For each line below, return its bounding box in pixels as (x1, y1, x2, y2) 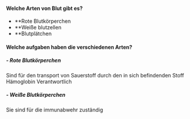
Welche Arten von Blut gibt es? (6, 5, 83, 12)
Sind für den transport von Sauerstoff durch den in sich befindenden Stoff (6, 72, 184, 79)
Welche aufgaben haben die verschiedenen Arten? (6, 43, 133, 50)
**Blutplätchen (14, 30, 52, 38)
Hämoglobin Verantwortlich (6, 78, 72, 85)
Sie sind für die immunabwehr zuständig (6, 106, 103, 113)
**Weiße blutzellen (14, 24, 61, 31)
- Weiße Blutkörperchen (6, 91, 66, 98)
